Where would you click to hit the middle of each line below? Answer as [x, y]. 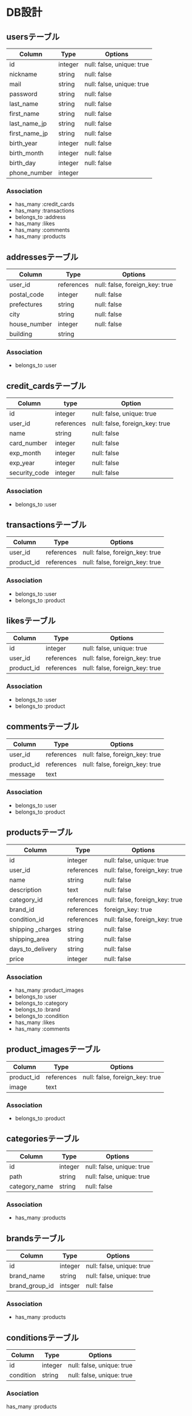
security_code [29, 473]
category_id [26, 900]
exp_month [25, 453]
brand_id [22, 909]
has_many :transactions [45, 211]
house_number [31, 324]
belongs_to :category [41, 1003]
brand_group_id [32, 1286]
